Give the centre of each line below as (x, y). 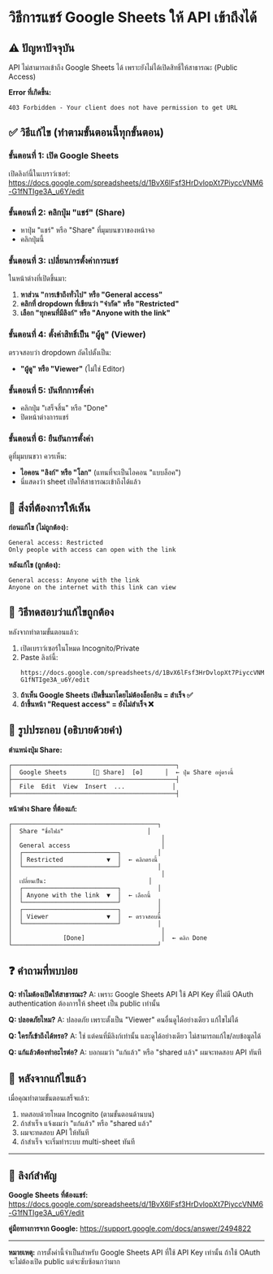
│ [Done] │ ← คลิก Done (108, 938)
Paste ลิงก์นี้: (39, 657)
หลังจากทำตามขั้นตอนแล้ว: (43, 632)
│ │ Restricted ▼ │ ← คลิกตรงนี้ (83, 859)
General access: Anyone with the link (74, 580)
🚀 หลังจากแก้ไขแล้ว (48, 1078)
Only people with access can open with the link (92, 550)
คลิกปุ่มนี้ (32, 239)
